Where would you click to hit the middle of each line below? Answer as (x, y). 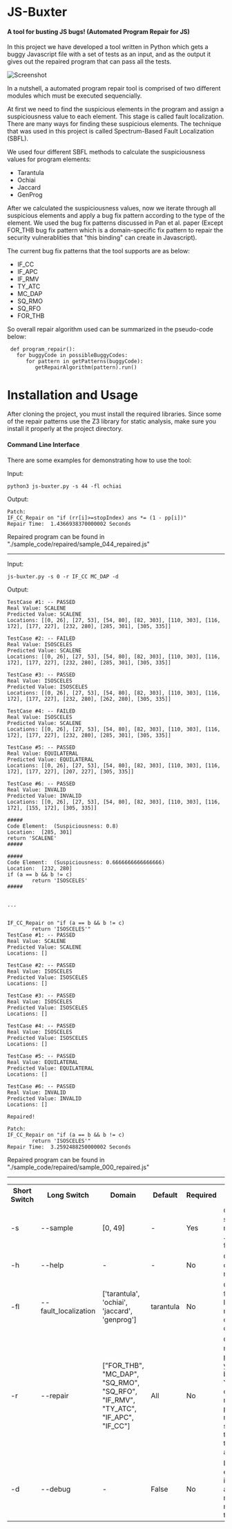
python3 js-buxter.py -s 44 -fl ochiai (65, 486)
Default (165, 1195)
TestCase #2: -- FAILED (41, 638)
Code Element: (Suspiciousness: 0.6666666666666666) (86, 862)
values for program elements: (49, 159)
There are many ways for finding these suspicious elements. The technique (115, 124)
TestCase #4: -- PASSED (41, 1026)
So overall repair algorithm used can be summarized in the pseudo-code (110, 329)
